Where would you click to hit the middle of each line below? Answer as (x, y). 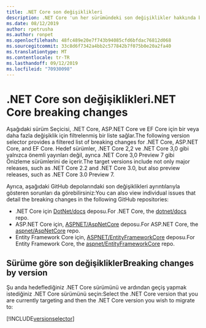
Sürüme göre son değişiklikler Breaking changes (100, 263)
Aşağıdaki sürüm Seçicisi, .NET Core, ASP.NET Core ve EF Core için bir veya (103, 129)
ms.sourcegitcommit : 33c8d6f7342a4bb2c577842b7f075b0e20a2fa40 (89, 47)
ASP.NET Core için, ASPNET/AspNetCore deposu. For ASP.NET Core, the (107, 225)
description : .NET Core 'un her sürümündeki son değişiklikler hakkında (101, 18)
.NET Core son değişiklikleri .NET (91, 99)
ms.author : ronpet (30, 35)
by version (27, 273)
